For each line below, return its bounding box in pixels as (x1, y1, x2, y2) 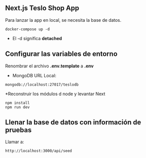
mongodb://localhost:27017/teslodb (5, 82, 79, 87)
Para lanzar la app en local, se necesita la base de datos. (5, 17, 122, 23)
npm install (5, 100, 30, 105)
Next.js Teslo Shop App (5, 4, 79, 12)
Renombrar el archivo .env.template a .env (5, 63, 94, 69)
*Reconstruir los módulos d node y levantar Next (5, 91, 105, 97)
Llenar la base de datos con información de (5, 118, 142, 127)
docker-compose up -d (5, 27, 50, 32)
